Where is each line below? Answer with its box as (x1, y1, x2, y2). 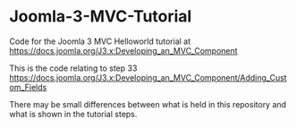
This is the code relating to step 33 (9, 63, 138, 73)
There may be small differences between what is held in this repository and (9, 98, 287, 109)
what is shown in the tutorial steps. (9, 108, 138, 119)
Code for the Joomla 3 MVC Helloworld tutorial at (9, 36, 191, 47)
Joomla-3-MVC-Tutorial (9, 6, 192, 27)
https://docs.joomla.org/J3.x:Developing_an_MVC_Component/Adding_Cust (9, 72, 288, 82)
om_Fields (9, 81, 47, 92)
